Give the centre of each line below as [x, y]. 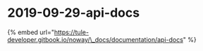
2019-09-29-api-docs [73, 13]
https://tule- [72, 32]
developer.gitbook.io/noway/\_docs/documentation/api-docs [95, 39]
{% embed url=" [31, 32]
